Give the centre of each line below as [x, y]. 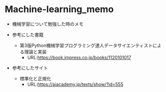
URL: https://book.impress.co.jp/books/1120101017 [79, 57]
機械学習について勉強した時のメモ [48, 24]
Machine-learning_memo [59, 9]
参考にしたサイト [30, 68]
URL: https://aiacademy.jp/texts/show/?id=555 [75, 84]
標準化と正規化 [35, 78]
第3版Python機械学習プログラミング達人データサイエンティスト [86, 45]
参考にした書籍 [28, 34]
